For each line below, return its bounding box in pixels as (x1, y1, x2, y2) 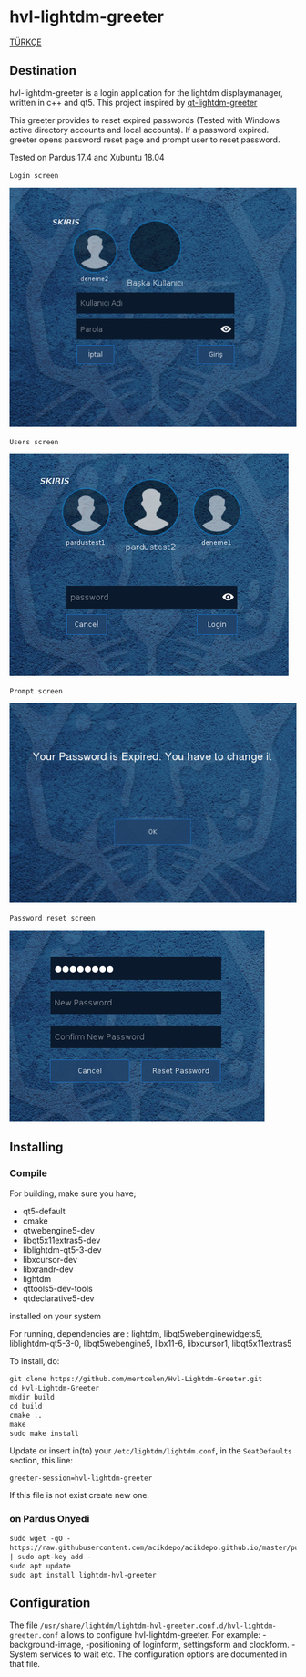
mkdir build (9, 1392, 55, 1401)
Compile (9, 1167, 47, 1180)
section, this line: (9, 1454, 73, 1465)
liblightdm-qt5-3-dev (22, 1244, 102, 1255)
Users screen (9, 437, 59, 446)
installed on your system (9, 1310, 102, 1321)
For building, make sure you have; (9, 1188, 137, 1199)
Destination (9, 63, 77, 78)
